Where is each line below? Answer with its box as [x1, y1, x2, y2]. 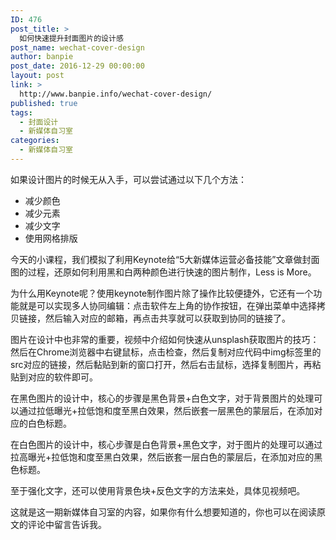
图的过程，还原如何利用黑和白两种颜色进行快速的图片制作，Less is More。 [10, 266, 317, 278]
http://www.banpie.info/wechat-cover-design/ [19, 89, 213, 99]
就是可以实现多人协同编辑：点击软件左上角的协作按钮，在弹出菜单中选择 [18, 299, 317, 311]
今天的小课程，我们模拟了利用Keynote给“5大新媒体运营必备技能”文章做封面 [10, 253, 320, 265]
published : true [10, 98, 78, 108]
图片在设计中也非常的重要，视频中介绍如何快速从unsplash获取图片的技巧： [10, 333, 320, 345]
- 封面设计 [19, 117, 59, 127]
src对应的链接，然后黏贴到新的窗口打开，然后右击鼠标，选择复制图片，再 [10, 358, 313, 370]
